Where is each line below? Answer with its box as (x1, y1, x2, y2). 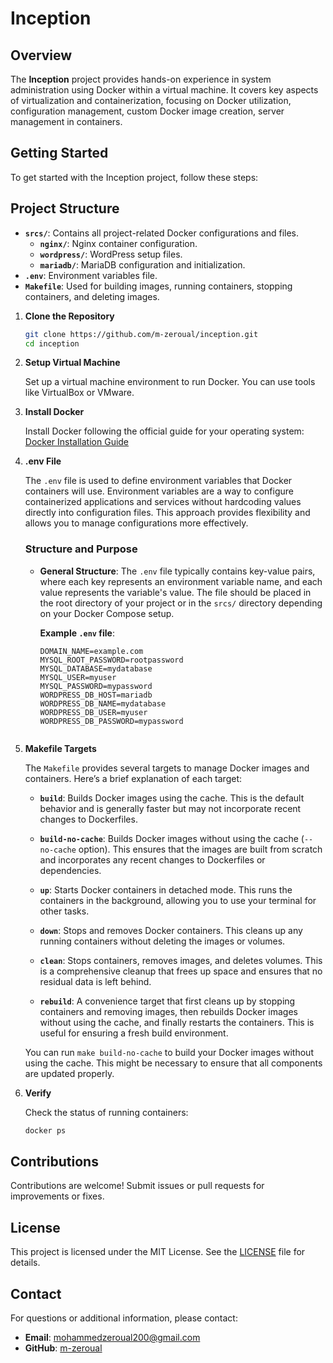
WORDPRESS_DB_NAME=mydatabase (39, 698, 167, 709)
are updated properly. (24, 1067, 115, 1079)
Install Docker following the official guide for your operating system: (24, 425, 305, 437)
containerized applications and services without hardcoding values (24, 496, 302, 508)
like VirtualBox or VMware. (24, 387, 135, 399)
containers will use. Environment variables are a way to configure (24, 485, 294, 497)
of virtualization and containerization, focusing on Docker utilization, (10, 95, 292, 106)
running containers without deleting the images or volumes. (39, 935, 286, 947)
